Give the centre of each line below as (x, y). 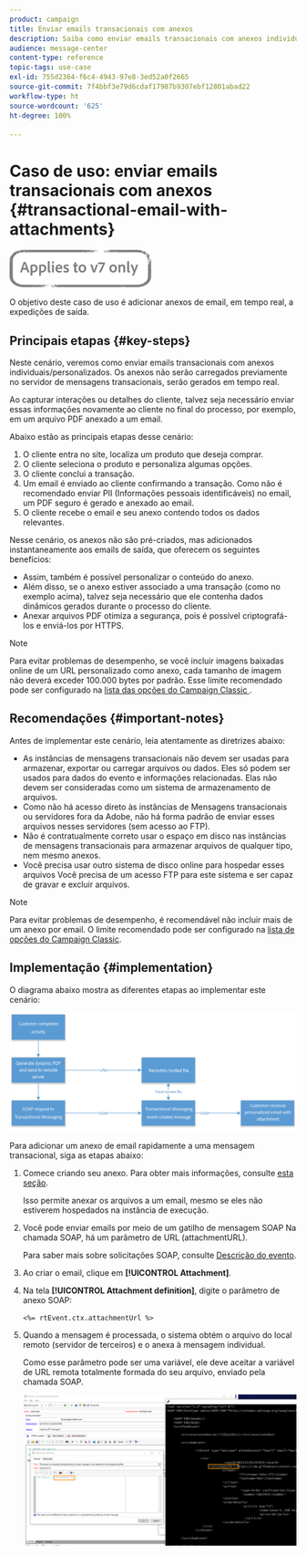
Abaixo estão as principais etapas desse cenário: (102, 437)
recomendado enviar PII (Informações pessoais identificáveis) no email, (157, 493)
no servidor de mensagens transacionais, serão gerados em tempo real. (144, 382)
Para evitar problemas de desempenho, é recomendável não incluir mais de (151, 919)
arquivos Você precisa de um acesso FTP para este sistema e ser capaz (158, 874)
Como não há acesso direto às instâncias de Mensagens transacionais (155, 807)
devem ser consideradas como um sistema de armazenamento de (147, 787)
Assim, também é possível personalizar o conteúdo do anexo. (138, 577)
